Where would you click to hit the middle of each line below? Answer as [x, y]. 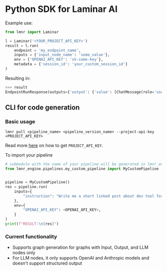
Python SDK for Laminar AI [61, 9]
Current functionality [31, 236]
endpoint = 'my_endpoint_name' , [47, 50]
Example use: [19, 23]
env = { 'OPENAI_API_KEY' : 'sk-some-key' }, [59, 60]
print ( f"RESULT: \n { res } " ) [32, 224]
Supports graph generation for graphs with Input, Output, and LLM [80, 248]
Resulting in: [18, 78]
